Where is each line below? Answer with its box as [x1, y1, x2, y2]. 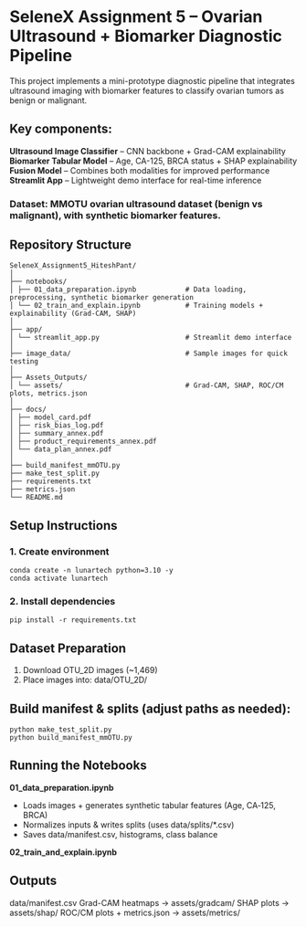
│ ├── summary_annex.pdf [9, 429, 104, 438]
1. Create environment [9, 545, 110, 558]
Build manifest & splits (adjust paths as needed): [9, 701, 291, 716]
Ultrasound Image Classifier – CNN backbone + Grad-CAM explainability [9, 145, 286, 156]
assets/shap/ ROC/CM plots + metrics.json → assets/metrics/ [9, 907, 240, 918]
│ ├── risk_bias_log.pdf [9, 421, 104, 430]
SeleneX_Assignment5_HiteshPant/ [9, 261, 137, 270]
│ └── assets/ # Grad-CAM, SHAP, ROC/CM [9, 381, 284, 390]
